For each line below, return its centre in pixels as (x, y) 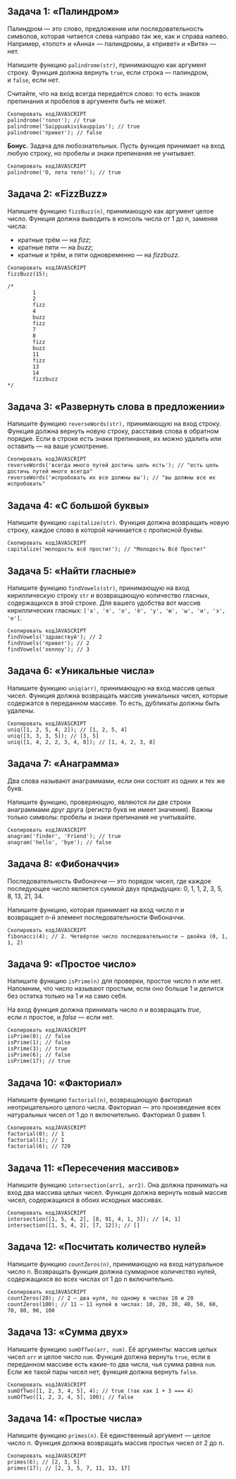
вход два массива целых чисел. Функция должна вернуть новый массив (117, 1192)
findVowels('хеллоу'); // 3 (49, 649)
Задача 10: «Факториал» (65, 1083)
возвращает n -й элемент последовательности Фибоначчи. (96, 917)
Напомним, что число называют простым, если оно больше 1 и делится (116, 989)
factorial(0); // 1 (36, 1134)
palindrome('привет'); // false (55, 132)
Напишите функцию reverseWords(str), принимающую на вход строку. (114, 424)
